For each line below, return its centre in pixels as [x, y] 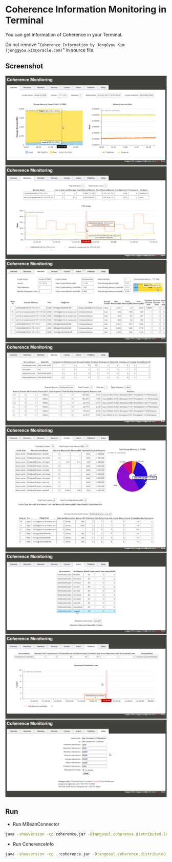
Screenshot [24, 66]
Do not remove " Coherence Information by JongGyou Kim [65, 44]
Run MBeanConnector [36, 824]
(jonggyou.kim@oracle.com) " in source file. [50, 50]
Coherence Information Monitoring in [86, 10]
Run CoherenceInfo [33, 844]
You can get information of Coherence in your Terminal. [64, 34]
